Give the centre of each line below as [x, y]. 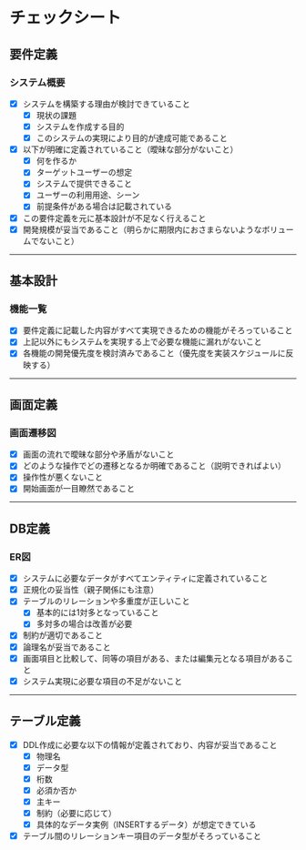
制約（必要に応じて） [76, 813]
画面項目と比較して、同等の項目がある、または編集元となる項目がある [154, 658]
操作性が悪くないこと [62, 477]
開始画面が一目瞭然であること [78, 489]
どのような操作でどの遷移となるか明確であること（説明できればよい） [154, 466]
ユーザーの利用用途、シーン [88, 195]
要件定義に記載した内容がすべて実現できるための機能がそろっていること [158, 330]
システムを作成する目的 [80, 126]
